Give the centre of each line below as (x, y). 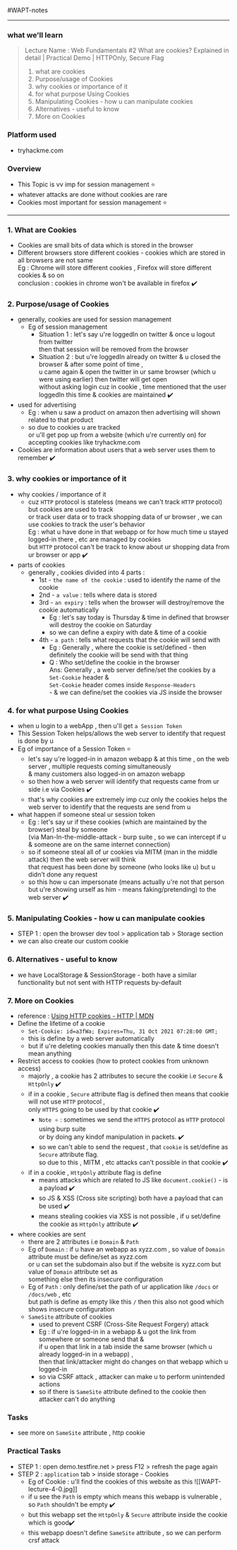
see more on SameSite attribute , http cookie (81, 1433)
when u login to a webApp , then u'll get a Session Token (99, 726)
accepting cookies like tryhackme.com (84, 442)
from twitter (56, 342)
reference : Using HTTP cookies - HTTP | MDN (85, 1016)
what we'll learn (35, 35)
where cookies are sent (51, 1234)
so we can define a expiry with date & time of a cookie (128, 632)
